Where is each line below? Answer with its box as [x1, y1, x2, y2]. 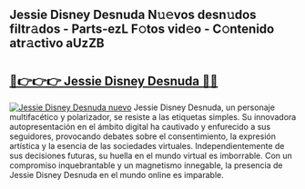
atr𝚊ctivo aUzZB [9, 35, 105, 51]
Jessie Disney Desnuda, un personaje [133, 102, 276, 113]
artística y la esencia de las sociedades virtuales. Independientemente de [9, 141, 285, 151]
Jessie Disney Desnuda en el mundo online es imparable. [9, 170, 225, 180]
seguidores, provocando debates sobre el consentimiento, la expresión [9, 131, 276, 142]
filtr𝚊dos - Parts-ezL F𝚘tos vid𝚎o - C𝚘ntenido [9, 22, 275, 37]
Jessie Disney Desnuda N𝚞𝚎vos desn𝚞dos [9, 7, 257, 23]
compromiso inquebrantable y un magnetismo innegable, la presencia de [9, 160, 283, 171]
